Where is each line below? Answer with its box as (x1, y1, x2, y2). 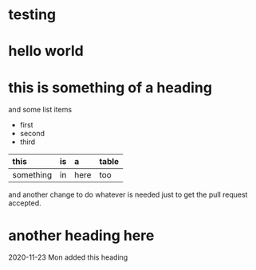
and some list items (8, 105, 73, 115)
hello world (8, 42, 84, 61)
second (19, 129, 45, 139)
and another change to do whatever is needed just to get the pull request (8, 190, 248, 200)
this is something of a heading (8, 78, 213, 96)
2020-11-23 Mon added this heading (8, 252, 128, 262)
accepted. (8, 198, 41, 208)
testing (8, 6, 57, 24)
